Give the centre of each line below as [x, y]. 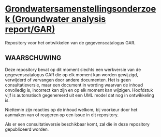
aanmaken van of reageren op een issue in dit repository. [62, 115]
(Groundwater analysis [59, 19]
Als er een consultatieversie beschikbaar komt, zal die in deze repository [77, 124]
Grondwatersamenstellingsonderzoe [80, 9]
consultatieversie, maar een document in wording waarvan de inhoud [74, 85]
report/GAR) [30, 29]
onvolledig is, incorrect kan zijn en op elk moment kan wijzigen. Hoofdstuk [79, 90]
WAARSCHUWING [33, 58]
